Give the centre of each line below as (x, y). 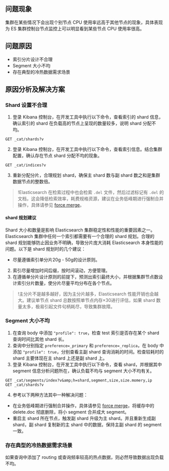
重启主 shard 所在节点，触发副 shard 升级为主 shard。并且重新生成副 (84, 418)
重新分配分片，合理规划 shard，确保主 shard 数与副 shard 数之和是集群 (86, 175)
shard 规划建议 (21, 217)
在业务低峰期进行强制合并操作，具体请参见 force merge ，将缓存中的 (83, 405)
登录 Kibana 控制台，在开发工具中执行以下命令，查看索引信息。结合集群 (87, 149)
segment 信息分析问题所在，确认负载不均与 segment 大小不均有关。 (83, 371)
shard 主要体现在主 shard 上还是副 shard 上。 (60, 358)
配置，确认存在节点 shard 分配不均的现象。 (57, 155)
